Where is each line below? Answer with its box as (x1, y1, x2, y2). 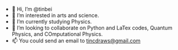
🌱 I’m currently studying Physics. (11, 18, 92, 25)
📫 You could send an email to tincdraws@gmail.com (11, 37, 141, 44)
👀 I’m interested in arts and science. (11, 12, 99, 19)
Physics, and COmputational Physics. (11, 31, 103, 38)
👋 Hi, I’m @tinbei (11, 6, 52, 12)
